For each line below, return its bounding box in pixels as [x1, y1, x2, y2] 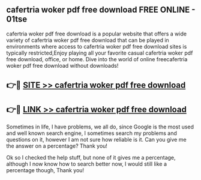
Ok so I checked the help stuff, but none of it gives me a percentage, [6, 154, 176, 161]
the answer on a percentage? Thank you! [6, 142, 108, 149]
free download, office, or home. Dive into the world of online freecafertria [6, 55, 188, 62]
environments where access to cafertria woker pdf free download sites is [6, 43, 187, 50]
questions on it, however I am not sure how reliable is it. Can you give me [6, 136, 187, 143]
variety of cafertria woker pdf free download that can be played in [6, 36, 169, 44]
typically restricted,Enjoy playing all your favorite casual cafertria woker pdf [6, 49, 193, 56]
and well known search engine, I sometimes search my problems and [6, 130, 177, 137]
